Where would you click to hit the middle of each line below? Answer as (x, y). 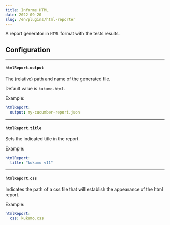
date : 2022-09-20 (24, 15)
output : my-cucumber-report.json (45, 113)
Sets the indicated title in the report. (42, 139)
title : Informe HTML (27, 10)
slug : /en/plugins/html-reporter (40, 19)
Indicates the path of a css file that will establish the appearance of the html (84, 189)
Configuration (28, 49)
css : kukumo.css (27, 218)
